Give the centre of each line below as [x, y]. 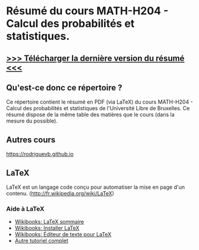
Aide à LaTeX [25, 208]
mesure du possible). [32, 121]
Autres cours [31, 140]
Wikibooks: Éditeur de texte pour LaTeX [63, 235]
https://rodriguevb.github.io [40, 154]
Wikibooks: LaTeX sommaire [49, 222]
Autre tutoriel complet [41, 241]
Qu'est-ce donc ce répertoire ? [64, 87]
